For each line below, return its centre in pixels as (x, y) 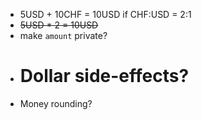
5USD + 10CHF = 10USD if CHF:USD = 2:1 (105, 14)
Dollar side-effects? (104, 76)
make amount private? (63, 35)
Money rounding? (56, 103)
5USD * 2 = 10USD (59, 25)
